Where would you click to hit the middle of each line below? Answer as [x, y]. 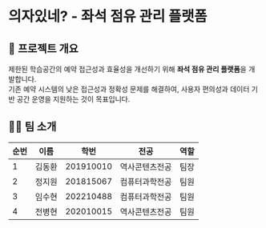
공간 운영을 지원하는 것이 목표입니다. [73, 99]
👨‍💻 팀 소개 [32, 127]
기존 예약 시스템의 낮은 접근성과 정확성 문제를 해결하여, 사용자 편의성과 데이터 [129, 89]
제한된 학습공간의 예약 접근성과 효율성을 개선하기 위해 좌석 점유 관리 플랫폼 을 [127, 69]
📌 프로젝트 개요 [43, 48]
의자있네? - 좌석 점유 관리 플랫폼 [108, 16]
